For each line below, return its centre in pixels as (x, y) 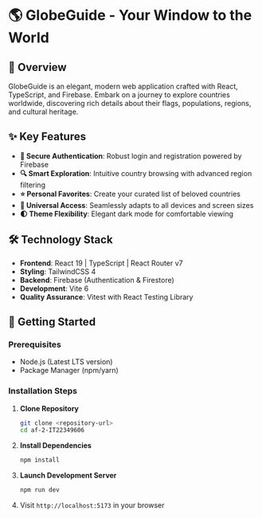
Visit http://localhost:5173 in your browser (92, 505)
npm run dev (39, 490)
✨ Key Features (47, 137)
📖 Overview (37, 67)
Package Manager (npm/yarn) (69, 371)
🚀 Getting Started (52, 322)
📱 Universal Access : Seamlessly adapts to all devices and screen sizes (137, 205)
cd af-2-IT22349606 (52, 430)
